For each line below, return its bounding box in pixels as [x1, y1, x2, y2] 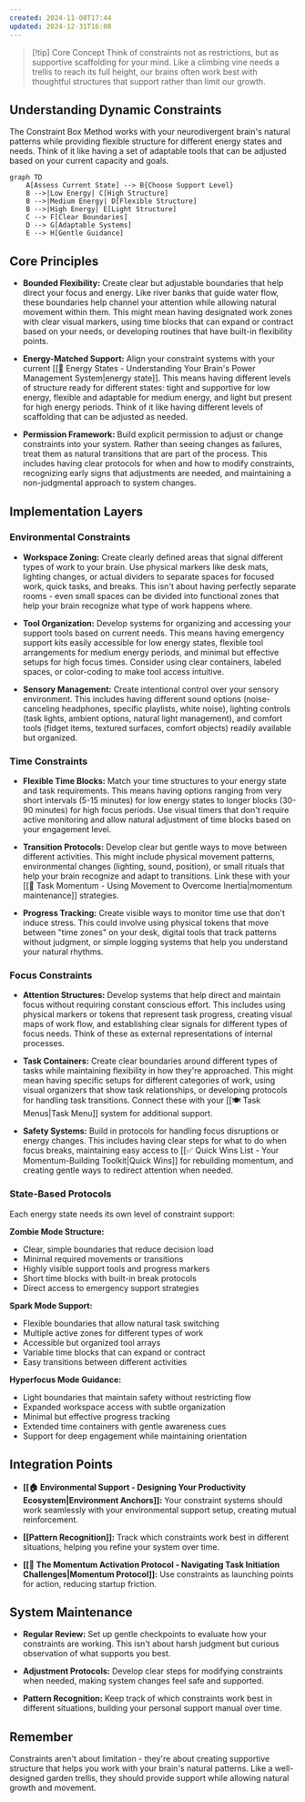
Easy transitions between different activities [22, 1356, 188, 1367]
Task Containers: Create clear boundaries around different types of [22, 1055, 278, 1066]
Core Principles [9, 253, 99, 269]
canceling [22, 703, 60, 714]
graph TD [9, 173, 43, 182]
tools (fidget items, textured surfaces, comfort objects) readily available [22, 722, 291, 733]
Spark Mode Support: [9, 1299, 93, 1311]
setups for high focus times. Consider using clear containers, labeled [22, 657, 282, 667]
